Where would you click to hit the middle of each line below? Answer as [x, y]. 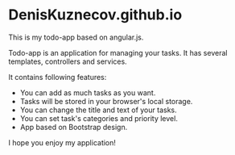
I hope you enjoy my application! [62, 142]
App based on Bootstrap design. [74, 127]
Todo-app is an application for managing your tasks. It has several [118, 52]
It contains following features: [58, 77]
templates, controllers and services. [68, 61]
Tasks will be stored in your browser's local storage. [106, 101]
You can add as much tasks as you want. [88, 92]
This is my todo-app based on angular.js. [76, 37]
